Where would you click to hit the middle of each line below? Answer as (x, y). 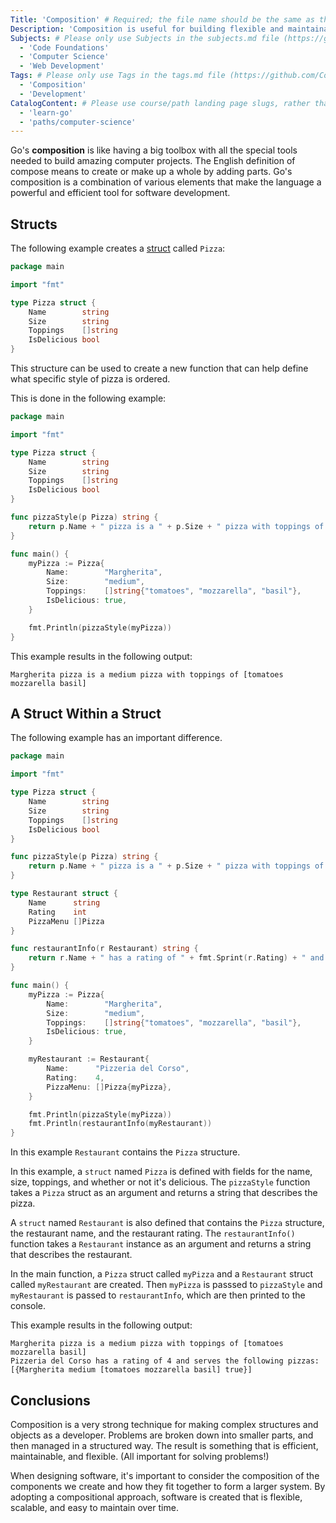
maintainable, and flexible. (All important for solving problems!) (140, 1456)
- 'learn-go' (46, 112)
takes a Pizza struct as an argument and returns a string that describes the (164, 1193)
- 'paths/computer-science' (78, 122)
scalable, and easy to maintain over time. (94, 1507)
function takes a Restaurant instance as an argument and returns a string (161, 1244)
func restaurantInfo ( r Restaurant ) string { (104, 949)
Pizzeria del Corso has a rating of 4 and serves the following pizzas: (165, 1361)
